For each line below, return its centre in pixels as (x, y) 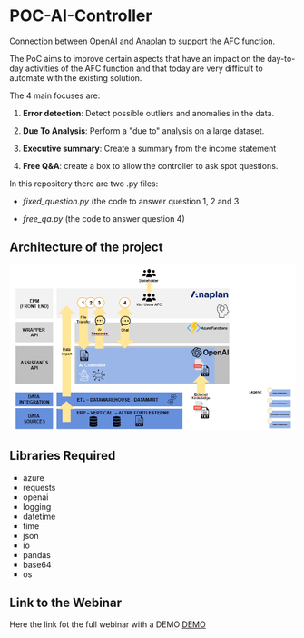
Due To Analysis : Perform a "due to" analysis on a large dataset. (143, 130)
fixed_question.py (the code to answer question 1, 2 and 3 (131, 201)
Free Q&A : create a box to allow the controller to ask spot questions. (150, 165)
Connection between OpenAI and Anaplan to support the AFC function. (142, 41)
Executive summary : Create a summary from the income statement (149, 148)
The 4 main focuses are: (55, 95)
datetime (39, 516)
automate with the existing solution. (76, 77)
